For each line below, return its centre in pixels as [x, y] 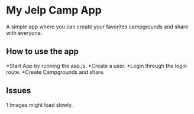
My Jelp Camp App [54, 10]
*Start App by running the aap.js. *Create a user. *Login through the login [97, 66]
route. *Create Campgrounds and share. [56, 72]
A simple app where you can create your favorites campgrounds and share [97, 27]
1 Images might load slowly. [40, 105]
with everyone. [24, 32]
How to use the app [42, 52]
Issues [19, 91]
